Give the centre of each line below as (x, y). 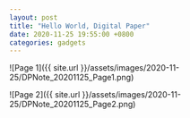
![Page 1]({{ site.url (44, 68)
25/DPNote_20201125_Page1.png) (72, 78)
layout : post (34, 17)
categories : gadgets (48, 42)
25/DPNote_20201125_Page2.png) (73, 105)
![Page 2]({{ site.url (45, 95)
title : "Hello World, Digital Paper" (80, 26)
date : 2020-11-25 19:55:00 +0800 (72, 34)
